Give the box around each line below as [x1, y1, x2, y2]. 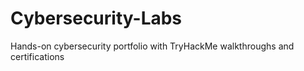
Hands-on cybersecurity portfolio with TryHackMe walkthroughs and [10, 40, 295, 52]
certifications [10, 50, 65, 62]
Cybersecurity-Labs [10, 7, 183, 30]
